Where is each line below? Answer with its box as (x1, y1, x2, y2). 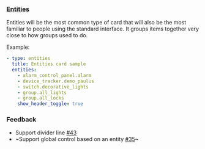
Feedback (6, 115, 37, 124)
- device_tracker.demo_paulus (17, 78, 95, 84)
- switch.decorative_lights (17, 84, 89, 90)
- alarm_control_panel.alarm (17, 72, 92, 78)
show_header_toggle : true (17, 101, 84, 107)
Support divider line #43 (15, 129, 77, 136)
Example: (6, 43, 30, 51)
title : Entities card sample (12, 61, 86, 67)
